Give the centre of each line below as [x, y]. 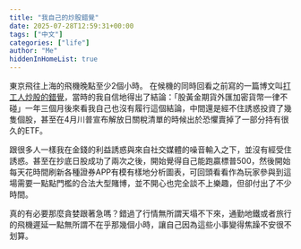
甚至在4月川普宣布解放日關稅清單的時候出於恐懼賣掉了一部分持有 [161, 119]
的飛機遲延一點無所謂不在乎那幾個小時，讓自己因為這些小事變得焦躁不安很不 [150, 224]
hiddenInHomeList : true [54, 59]
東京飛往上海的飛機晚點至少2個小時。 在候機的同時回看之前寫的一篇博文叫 [146, 86]
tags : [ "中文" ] [36, 34]
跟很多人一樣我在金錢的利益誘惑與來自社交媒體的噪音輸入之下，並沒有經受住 [150, 150]
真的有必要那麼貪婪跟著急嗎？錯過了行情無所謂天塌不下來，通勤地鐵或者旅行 [150, 213]
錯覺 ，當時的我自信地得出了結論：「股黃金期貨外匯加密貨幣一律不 [168, 97]
